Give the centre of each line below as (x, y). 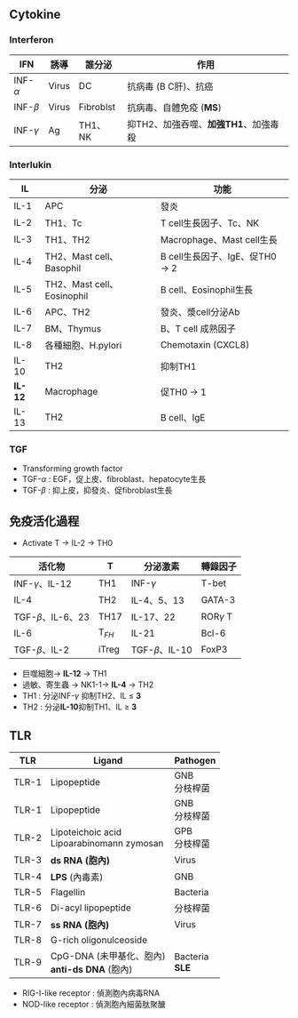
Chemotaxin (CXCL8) (205, 344)
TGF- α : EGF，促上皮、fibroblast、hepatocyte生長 (114, 479)
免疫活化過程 (44, 521)
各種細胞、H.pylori (83, 345)
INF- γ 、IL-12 (43, 584)
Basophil (63, 268)
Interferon (31, 40)
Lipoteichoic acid (86, 832)
